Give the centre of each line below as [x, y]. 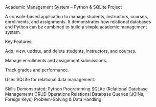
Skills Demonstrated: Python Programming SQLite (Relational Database [77, 89]
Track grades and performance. [37, 70]
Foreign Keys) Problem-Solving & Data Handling [53, 99]
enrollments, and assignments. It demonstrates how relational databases [78, 22]
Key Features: [19, 42]
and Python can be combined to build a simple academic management [76, 27]
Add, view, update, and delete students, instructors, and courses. [71, 51]
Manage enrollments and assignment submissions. [56, 60]
